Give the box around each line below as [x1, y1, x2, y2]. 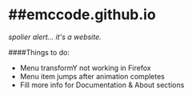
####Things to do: [8, 47, 70, 57]
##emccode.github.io [8, 6, 156, 24]
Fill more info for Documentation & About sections [19, 80, 185, 90]
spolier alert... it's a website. [8, 32, 102, 42]
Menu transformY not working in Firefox [19, 62, 151, 73]
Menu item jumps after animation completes [19, 71, 166, 81]
